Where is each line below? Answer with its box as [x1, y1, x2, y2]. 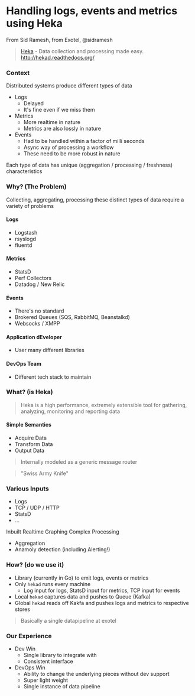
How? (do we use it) [6, 561, 64, 569]
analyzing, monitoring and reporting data [20, 408, 120, 415]
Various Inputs [6, 484, 49, 493]
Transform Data [14, 441, 53, 448]
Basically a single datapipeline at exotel [20, 617, 116, 624]
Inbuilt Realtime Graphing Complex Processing [6, 528, 119, 535]
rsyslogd [14, 235, 37, 242]
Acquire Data [14, 434, 47, 441]
